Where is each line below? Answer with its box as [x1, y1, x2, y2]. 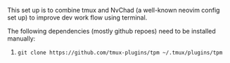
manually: [7, 34, 36, 43]
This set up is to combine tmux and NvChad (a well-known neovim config [7, 6, 220, 14]
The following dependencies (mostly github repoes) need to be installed [7, 27, 216, 35]
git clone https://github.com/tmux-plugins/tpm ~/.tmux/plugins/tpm [17, 49, 223, 56]
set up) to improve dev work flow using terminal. [7, 13, 148, 22]
